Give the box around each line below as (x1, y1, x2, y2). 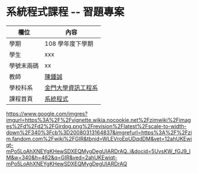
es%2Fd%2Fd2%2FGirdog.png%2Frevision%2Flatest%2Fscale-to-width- (6, 122, 187, 129)
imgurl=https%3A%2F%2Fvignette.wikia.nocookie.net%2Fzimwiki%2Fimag (6, 116, 191, 124)
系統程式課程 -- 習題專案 (6, 5, 125, 19)
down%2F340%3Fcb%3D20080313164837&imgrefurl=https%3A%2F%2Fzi (6, 129, 192, 136)
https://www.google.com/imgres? (6, 110, 88, 117)
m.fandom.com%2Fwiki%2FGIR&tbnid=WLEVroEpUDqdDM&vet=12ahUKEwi (6, 135, 192, 142)
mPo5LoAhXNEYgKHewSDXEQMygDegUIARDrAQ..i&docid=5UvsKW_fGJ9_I (6, 148, 191, 155)
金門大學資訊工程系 (44, 84, 99, 92)
